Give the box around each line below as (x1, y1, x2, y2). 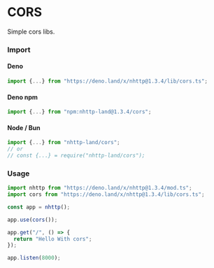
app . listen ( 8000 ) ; (7, 255, 61, 262)
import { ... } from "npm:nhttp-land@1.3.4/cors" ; (7, 108, 152, 115)
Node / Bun (7, 123, 41, 132)
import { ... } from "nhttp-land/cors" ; (7, 139, 120, 146)
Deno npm (7, 92, 38, 101)
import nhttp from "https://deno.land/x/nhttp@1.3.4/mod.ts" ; (7, 185, 192, 192)
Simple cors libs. (7, 27, 55, 36)
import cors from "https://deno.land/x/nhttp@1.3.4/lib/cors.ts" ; (7, 191, 205, 198)
